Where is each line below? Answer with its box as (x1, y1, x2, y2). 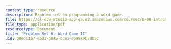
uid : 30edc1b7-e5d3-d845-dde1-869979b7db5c (5, 36, 99, 41)
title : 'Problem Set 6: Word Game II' (5, 31, 88, 36)
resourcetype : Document (5, 27, 56, 32)
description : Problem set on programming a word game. (5, 12, 124, 17)
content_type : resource (5, 7, 56, 13)
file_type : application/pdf (5, 21, 65, 27)
